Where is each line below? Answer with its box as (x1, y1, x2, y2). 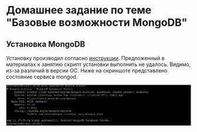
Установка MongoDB (6, 39, 86, 49)
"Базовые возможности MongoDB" (6, 16, 188, 29)
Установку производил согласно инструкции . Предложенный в (6, 55, 165, 61)
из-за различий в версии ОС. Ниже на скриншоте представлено (6, 67, 168, 74)
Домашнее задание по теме (6, 4, 152, 17)
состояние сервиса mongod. (6, 74, 78, 80)
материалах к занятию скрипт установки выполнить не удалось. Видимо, (6, 61, 191, 68)
